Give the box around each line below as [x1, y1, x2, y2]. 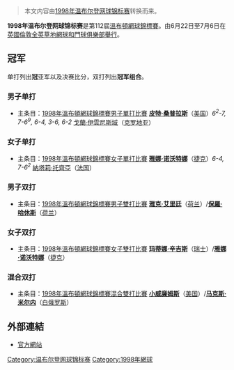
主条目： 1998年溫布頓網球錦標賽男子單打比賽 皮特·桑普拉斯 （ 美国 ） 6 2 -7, [17, 108, 226, 117]
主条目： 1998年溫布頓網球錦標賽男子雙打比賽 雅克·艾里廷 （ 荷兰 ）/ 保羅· [17, 199, 223, 208]
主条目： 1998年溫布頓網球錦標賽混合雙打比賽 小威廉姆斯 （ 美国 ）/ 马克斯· [17, 289, 227, 298]
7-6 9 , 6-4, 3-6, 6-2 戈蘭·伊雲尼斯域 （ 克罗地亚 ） [17, 116, 155, 126]
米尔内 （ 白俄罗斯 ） [17, 298, 73, 307]
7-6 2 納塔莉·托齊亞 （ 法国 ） [17, 162, 95, 171]
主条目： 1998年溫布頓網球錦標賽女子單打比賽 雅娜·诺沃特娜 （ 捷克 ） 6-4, [17, 154, 224, 162]
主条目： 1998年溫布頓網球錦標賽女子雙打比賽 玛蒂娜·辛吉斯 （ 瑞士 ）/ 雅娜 [17, 244, 227, 253]
